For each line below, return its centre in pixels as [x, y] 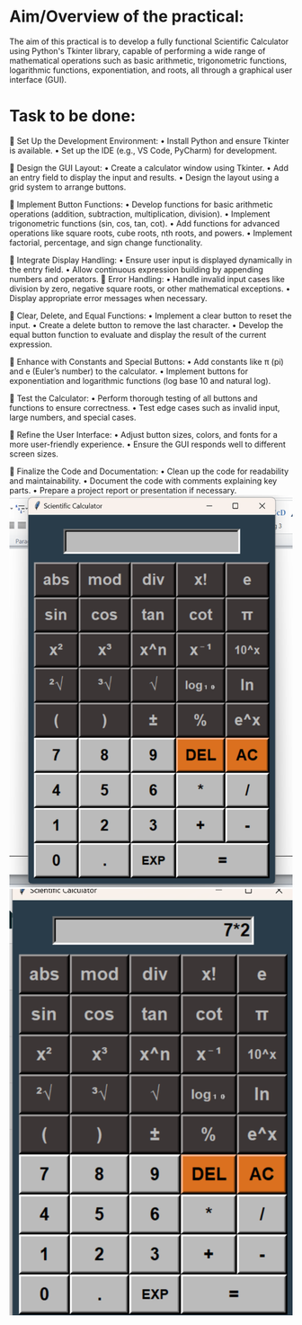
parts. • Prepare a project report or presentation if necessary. [123, 490]
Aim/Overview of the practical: [127, 17]
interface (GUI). [38, 79]
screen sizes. [34, 454]
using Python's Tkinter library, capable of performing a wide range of [138, 50]
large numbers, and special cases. [73, 417]
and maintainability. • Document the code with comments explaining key [143, 480]
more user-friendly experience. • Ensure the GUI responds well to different [147, 444]
